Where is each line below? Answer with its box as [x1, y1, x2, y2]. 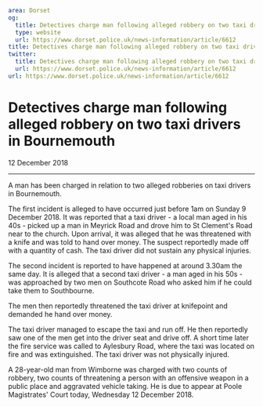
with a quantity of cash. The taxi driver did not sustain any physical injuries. [8, 245, 252, 255]
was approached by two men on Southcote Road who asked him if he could [8, 278, 252, 287]
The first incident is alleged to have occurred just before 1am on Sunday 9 [8, 204, 247, 213]
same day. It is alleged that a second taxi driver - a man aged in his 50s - [8, 269, 243, 278]
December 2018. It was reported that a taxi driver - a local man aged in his [8, 212, 248, 222]
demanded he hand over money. [8, 309, 113, 318]
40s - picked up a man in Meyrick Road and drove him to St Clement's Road [8, 220, 253, 230]
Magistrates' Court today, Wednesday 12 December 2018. [8, 390, 194, 399]
